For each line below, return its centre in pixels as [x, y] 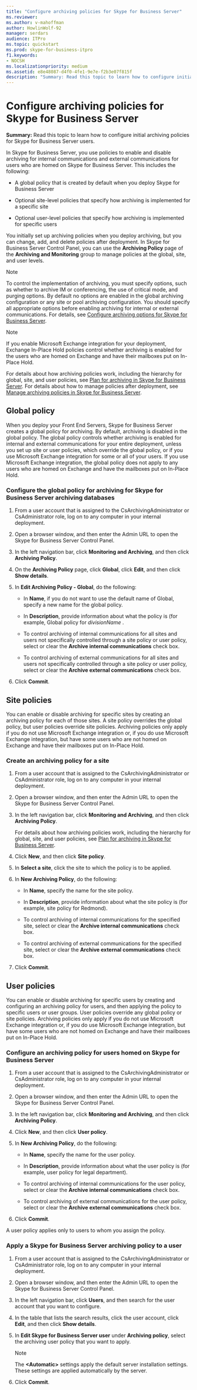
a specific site [31, 207]
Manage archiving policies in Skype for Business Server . [74, 393]
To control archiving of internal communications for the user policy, [104, 1184]
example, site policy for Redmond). [65, 908]
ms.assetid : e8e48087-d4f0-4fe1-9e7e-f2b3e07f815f [69, 72]
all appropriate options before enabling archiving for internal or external [92, 309]
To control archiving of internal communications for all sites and [100, 634]
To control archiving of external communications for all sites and [101, 658]
